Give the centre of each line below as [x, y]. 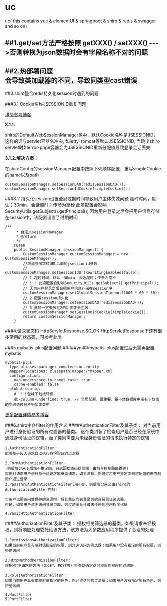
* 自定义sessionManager [40, 232]
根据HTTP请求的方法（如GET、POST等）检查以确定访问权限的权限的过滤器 [69, 566]
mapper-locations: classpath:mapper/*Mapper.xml [61, 371]
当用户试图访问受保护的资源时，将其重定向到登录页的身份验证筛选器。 [67, 500]
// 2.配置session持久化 [46, 298]
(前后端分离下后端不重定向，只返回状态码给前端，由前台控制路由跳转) [67, 469]
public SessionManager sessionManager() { [59, 250]
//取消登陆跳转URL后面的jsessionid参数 [60, 264]
